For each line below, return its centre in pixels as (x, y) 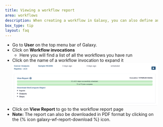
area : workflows (21, 15)
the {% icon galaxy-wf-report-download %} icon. (61, 119)
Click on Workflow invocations (43, 50)
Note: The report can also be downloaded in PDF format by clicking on (83, 114)
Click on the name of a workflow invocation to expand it (68, 60)
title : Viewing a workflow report (40, 10)
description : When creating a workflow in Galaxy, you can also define (79, 20)
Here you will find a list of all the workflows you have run (76, 55)
